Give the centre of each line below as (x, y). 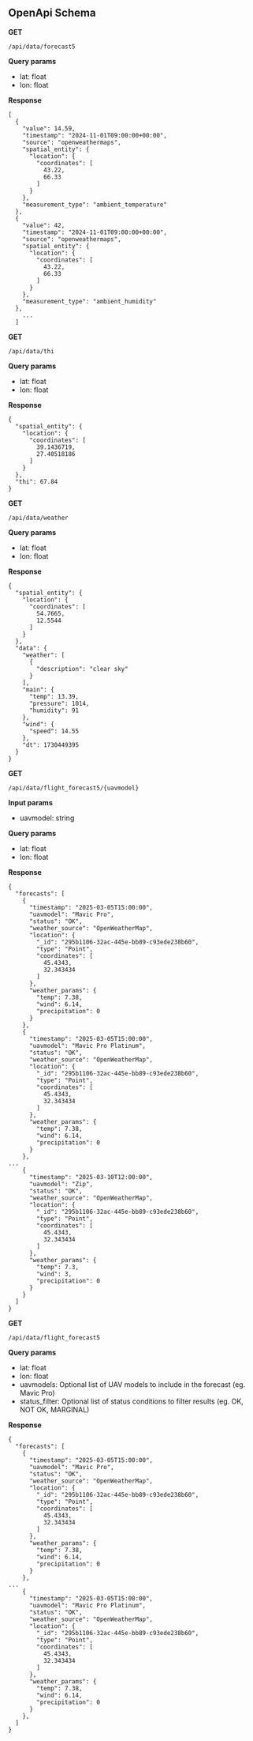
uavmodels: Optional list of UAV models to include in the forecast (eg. (132, 1384)
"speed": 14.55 (54, 731)
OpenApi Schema (52, 13)
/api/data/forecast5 (42, 47)
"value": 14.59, (49, 128)
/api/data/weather (38, 518)
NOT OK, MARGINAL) (54, 1409)
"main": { (39, 690)
